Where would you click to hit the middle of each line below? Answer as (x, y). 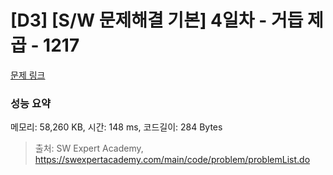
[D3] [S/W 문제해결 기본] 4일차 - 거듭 (157, 20)
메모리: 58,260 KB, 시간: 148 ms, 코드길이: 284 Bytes (116, 127)
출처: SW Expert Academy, (89, 148)
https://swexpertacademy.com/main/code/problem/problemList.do (172, 160)
